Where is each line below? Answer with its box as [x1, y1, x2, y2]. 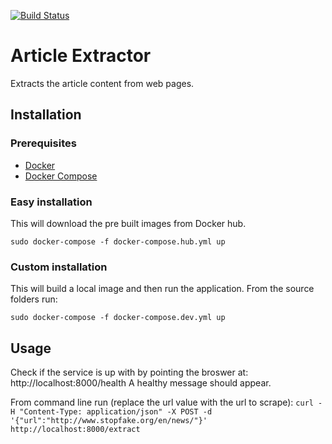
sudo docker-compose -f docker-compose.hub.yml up [10, 236, 226, 247]
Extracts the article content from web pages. [10, 77, 195, 89]
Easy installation [10, 195, 93, 209]
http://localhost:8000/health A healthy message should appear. [10, 377, 272, 389]
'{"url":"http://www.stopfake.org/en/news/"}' [10, 416, 208, 426]
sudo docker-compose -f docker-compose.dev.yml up [10, 313, 226, 323]
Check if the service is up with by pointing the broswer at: [10, 366, 249, 379]
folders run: [10, 293, 58, 305]
